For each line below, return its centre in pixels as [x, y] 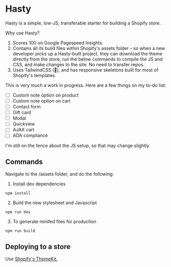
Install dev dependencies [39, 184]
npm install [18, 193]
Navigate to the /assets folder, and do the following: [59, 174]
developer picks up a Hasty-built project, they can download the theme [87, 54]
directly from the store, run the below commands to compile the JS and [88, 59]
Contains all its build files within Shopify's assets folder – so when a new [89, 48]
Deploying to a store [38, 246]
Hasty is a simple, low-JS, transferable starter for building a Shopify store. [83, 23]
